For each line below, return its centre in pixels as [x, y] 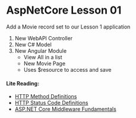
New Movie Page [45, 63]
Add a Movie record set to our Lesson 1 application [68, 27]
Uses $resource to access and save [67, 69]
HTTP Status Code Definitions [51, 103]
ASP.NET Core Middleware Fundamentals [66, 109]
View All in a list [43, 57]
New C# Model [33, 44]
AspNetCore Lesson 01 [64, 10]
